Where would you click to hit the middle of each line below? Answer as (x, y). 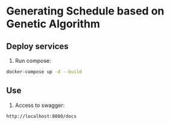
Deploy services (37, 46)
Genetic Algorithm (53, 24)
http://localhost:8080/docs (42, 116)
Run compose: (33, 61)
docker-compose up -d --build (44, 72)
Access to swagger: (40, 105)
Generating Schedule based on (85, 11)
